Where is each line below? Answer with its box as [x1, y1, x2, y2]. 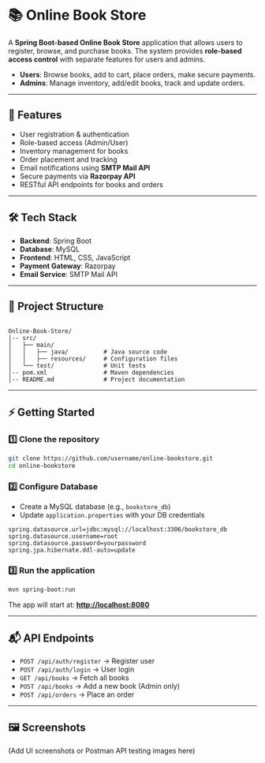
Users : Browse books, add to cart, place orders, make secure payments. [19, 69, 256, 79]
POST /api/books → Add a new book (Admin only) [19, 682, 180, 691]
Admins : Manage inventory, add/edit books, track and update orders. [19, 78, 245, 88]
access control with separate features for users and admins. [8, 54, 206, 64]
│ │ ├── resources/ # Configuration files [8, 355, 178, 363]
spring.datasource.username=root [8, 533, 118, 540]
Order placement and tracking [19, 155, 118, 164]
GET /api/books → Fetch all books [19, 673, 129, 683]
